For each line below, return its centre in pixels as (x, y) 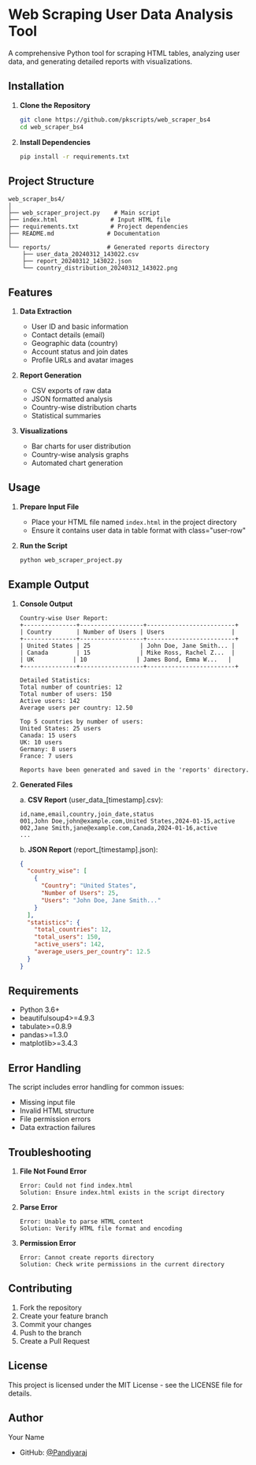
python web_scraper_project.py (71, 560)
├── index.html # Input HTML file (89, 220)
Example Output (48, 585)
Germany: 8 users (48, 749)
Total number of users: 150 (65, 694)
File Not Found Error (53, 1171)
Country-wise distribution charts (84, 407)
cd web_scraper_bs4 (52, 127)
